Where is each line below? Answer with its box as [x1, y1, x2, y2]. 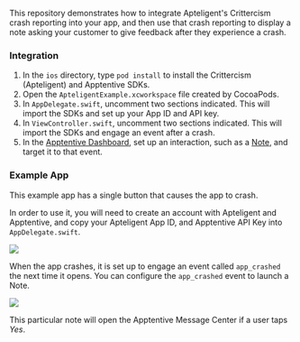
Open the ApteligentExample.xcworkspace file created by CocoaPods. [22, 89, 279, 100]
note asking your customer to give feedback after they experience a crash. [9, 27, 286, 37]
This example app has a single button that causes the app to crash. [9, 189, 259, 200]
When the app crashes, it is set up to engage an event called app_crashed [9, 261, 281, 272]
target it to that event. [22, 146, 104, 157]
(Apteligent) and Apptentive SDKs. [22, 79, 150, 90]
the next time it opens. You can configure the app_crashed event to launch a [9, 270, 289, 281]
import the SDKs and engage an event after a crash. [22, 127, 215, 138]
